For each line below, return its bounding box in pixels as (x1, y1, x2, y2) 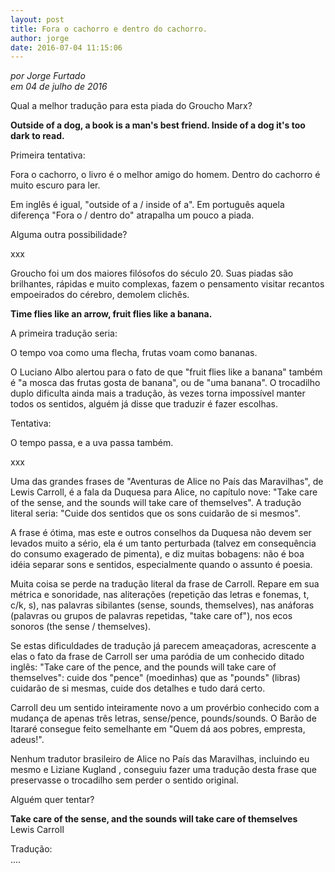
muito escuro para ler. (10, 179, 101, 191)
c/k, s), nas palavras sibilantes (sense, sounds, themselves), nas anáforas (10, 599, 315, 611)
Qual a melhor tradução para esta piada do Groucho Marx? (10, 100, 253, 112)
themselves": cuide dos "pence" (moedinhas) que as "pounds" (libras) (10, 672, 301, 684)
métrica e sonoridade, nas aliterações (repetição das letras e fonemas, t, (10, 589, 310, 601)
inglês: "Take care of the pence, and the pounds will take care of (10, 661, 277, 673)
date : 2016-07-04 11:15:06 (10, 42, 123, 53)
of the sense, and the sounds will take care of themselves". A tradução (10, 497, 302, 509)
